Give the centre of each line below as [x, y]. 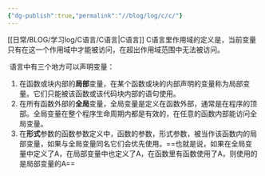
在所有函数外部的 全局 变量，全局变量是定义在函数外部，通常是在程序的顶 [138, 103]
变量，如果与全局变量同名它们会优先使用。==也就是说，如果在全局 [136, 143]
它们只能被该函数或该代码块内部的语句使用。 [107, 94]
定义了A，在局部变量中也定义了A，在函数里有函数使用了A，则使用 [142, 154]
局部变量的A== [51, 163]
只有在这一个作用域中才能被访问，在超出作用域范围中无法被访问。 [116, 50]
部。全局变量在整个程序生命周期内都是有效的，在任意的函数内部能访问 [134, 114]
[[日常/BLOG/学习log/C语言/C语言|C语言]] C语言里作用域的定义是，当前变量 [132, 39]
